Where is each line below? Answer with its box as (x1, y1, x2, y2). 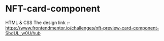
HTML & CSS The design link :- (5, 19, 70, 25)
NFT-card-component (5, 3, 101, 14)
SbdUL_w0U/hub (5, 30, 41, 36)
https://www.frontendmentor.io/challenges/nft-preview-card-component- (5, 24, 159, 30)
